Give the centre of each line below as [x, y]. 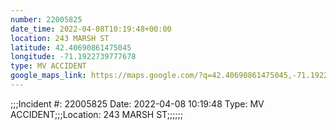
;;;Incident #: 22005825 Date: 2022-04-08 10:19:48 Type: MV [137, 103]
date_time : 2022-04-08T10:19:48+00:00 [91, 29]
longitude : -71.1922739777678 [73, 57]
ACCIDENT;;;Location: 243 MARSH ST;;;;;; [97, 114]
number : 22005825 [46, 19]
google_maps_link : [48, 76]
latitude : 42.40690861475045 [71, 47]
